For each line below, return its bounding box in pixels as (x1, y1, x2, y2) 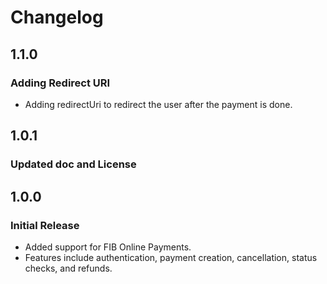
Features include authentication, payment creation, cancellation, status (24, 251, 318, 263)
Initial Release (10, 218, 80, 232)
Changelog (10, 6, 104, 29)
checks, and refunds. (24, 262, 113, 274)
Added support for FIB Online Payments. (24, 241, 192, 253)
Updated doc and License (10, 157, 137, 171)
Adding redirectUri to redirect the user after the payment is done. (24, 98, 293, 110)
